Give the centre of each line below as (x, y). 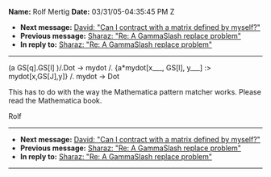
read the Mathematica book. (55, 101)
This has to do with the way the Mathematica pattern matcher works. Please (135, 92)
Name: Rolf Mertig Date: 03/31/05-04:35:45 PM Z (92, 12)
